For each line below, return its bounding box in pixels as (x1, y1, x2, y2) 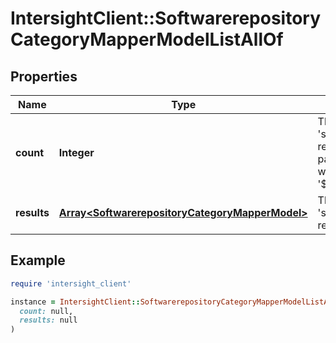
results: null (19, 315, 78, 326)
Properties (10, 68, 78, 85)
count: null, (19, 306, 74, 316)
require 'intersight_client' (10, 278, 132, 289)
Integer (58, 146, 95, 159)
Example (10, 252, 66, 269)
